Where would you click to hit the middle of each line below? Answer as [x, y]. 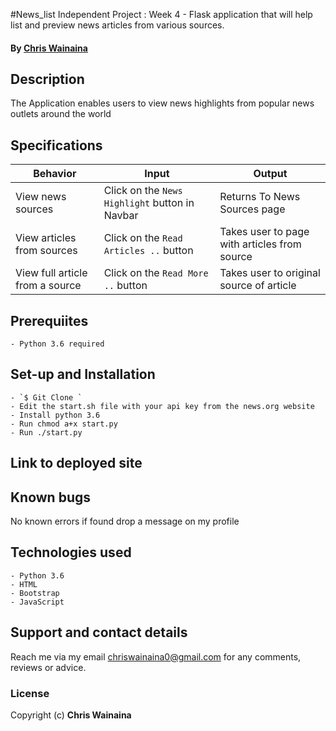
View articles [46, 238]
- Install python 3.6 [55, 415]
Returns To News [260, 197]
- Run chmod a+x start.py [64, 424]
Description [47, 79]
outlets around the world [61, 114]
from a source [48, 286]
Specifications [56, 145]
